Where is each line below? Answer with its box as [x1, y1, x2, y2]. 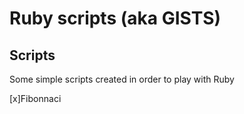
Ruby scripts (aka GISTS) [9, 7, 222, 30]
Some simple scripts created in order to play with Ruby [9, 73, 235, 85]
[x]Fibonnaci [9, 93, 62, 104]
